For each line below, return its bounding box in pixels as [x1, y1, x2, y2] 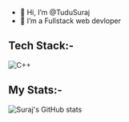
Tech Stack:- [8, 39, 75, 53]
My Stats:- [8, 84, 62, 97]
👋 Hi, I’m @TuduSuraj [19, 8, 91, 17]
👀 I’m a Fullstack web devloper [19, 16, 122, 26]
